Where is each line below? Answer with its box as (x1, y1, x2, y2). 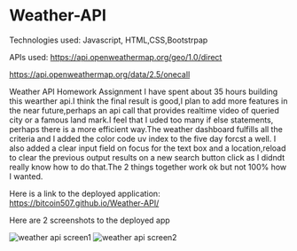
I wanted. (9, 170, 43, 182)
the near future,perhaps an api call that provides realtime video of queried (9, 105, 279, 115)
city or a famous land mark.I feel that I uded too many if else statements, (9, 114, 274, 125)
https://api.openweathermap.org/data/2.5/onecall (9, 68, 191, 80)
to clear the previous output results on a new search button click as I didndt (9, 152, 285, 162)
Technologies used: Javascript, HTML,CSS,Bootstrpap (9, 35, 208, 45)
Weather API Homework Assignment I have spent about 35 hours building (9, 86, 278, 97)
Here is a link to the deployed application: (9, 188, 161, 199)
